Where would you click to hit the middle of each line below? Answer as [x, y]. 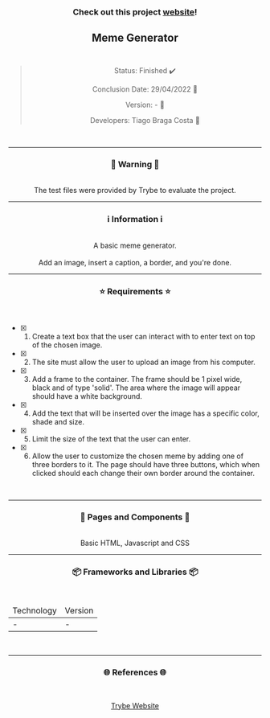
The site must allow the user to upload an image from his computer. [143, 362]
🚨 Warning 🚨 [135, 164]
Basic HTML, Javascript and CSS [135, 543]
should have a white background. [87, 396]
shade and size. [58, 421]
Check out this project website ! [135, 12]
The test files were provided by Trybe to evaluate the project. [135, 191]
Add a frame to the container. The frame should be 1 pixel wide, [137, 379]
